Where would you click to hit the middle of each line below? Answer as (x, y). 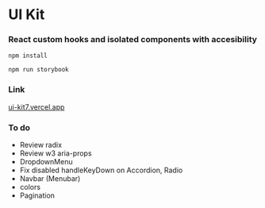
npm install (28, 56)
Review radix (40, 145)
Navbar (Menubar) (50, 179)
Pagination (37, 195)
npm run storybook (38, 70)
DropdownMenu (46, 162)
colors (30, 187)
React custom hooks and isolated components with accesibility (133, 40)
